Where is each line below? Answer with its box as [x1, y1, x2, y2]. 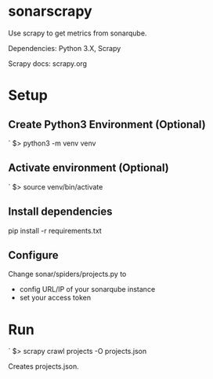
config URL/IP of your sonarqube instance [19, 285, 156, 294]
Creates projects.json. [8, 362, 80, 371]
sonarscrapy [8, 2, 92, 20]
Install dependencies [8, 205, 113, 219]
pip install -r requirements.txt [8, 226, 102, 235]
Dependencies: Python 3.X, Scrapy [8, 43, 121, 53]
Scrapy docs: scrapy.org [8, 58, 88, 68]
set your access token [19, 293, 92, 303]
